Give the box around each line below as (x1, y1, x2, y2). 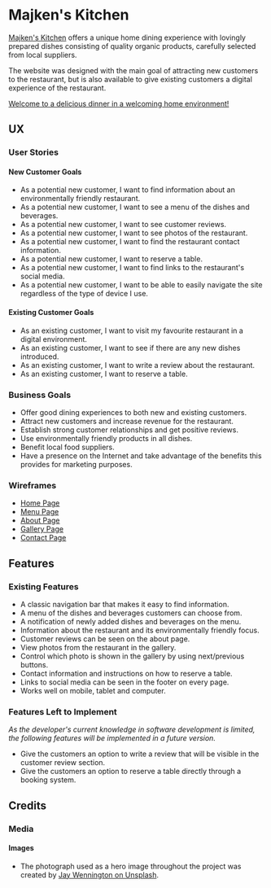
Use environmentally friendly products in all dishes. (20, 433, 193, 443)
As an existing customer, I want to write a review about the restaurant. (20, 360, 255, 370)
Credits (8, 798, 47, 812)
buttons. (20, 659, 49, 669)
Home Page (20, 498, 60, 508)
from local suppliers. (8, 50, 77, 59)
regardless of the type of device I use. (20, 289, 149, 299)
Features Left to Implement (8, 706, 118, 717)
